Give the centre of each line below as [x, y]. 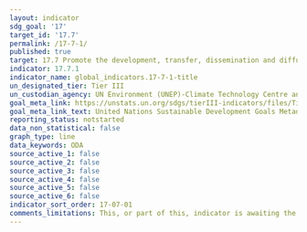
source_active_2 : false [55, 162]
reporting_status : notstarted [67, 120]
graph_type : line [42, 137]
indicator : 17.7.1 [44, 69]
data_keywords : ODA [47, 145]
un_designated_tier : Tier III [67, 86]
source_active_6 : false [55, 196]
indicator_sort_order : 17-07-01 [71, 205]
